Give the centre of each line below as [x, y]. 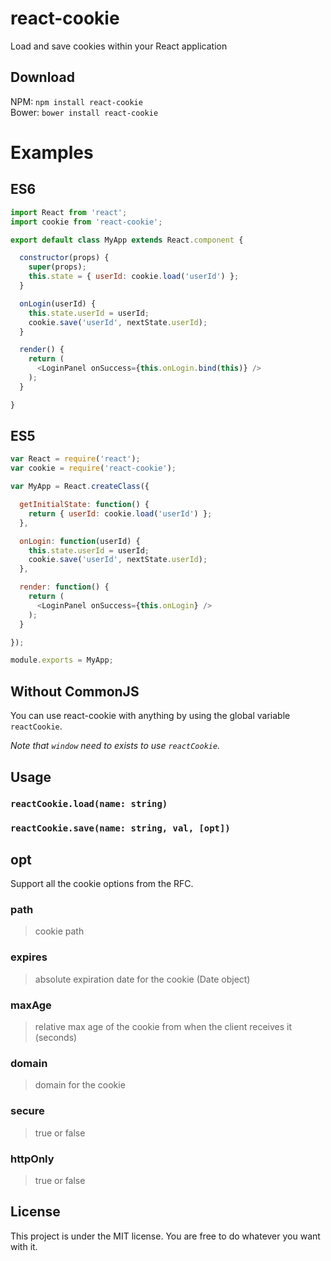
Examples [52, 152]
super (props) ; [57, 267]
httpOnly [32, 1159]
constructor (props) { [64, 258]
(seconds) [56, 1038]
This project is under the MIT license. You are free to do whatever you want [165, 1236]
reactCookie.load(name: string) [89, 804]
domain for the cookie [80, 1085]
